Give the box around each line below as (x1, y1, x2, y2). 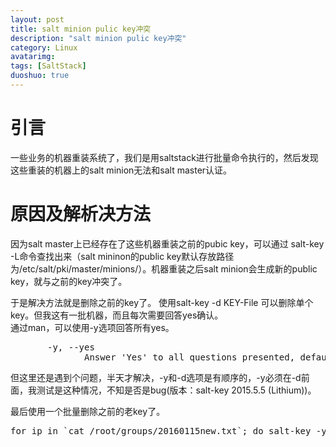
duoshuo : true (10, 71, 70, 81)
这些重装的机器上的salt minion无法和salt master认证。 (10, 164, 233, 176)
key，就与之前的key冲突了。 (10, 275, 128, 287)
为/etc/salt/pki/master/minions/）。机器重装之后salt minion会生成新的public (10, 262, 318, 275)
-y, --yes (47, 341, 95, 353)
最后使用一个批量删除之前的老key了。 (10, 405, 166, 417)
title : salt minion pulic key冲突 (10, 24, 152, 34)
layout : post (10, 14, 65, 25)
